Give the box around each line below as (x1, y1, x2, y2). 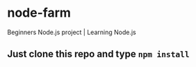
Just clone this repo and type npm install (7, 48, 190, 60)
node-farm (7, 5, 72, 21)
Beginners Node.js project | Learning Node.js (7, 28, 137, 36)
